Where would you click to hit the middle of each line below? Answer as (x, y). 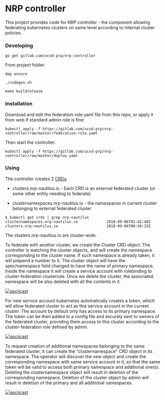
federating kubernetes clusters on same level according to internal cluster (80, 27)
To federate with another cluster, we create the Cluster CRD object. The (78, 244)
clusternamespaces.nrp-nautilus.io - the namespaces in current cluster (84, 203)
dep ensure (16, 74)
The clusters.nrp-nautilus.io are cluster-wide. (51, 235)
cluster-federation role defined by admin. (47, 327)
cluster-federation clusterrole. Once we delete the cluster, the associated (79, 276)
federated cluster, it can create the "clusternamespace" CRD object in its (79, 351)
